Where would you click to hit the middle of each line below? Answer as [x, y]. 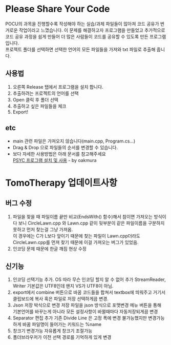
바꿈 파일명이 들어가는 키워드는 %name [62, 324]
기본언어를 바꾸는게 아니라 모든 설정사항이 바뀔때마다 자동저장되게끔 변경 [85, 312]
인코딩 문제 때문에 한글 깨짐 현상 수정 [50, 249]
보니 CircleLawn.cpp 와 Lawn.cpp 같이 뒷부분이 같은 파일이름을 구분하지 [91, 223]
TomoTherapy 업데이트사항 [61, 183]
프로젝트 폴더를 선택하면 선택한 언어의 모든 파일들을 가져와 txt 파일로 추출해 [80, 49]
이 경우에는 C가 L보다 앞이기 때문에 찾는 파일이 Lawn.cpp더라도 [77, 236]
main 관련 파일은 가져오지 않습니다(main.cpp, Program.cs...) [74, 141]
